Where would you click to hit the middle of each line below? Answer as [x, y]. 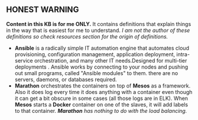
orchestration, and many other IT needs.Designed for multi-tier [111, 60]
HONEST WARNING [43, 10]
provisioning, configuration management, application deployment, [95, 54]
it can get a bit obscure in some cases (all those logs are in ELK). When [101, 98]
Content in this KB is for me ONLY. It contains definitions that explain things [99, 24]
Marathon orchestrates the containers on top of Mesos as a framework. [103, 86]
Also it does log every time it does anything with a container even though [103, 92]
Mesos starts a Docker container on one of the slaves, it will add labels [101, 104]
